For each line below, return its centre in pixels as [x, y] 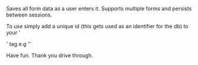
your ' [13, 32]
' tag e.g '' [19, 44]
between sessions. [29, 15]
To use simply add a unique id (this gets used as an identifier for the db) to [97, 26]
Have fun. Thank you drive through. [50, 55]
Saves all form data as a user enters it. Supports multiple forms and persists [99, 9]
